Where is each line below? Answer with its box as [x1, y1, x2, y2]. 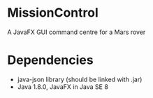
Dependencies [7, 52, 94, 68]
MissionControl [7, 5, 99, 21]
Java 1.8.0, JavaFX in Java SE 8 [17, 82, 108, 91]
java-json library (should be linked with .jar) [17, 75, 143, 83]
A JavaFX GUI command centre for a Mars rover [7, 28, 146, 36]
